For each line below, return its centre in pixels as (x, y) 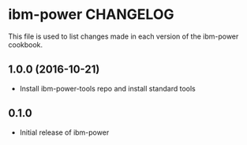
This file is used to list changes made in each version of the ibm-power (123, 36)
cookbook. (26, 44)
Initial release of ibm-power (64, 132)
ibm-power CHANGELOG (91, 15)
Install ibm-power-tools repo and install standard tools (107, 88)
